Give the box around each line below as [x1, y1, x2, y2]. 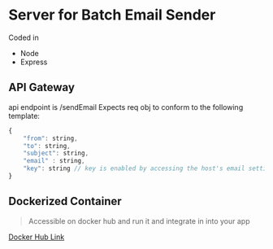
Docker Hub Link [8, 232, 65, 242]
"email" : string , [23, 157, 85, 165]
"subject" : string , [23, 149, 89, 158]
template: [8, 111, 41, 120]
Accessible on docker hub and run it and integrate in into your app [28, 216, 250, 225]
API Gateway [8, 81, 76, 94]
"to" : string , [23, 142, 71, 150]
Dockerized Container [8, 194, 122, 208]
